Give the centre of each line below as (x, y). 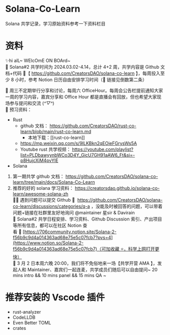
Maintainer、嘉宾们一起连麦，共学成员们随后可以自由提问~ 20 (92, 269)
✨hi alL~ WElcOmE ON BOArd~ (38, 60)
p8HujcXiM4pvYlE (39, 160)
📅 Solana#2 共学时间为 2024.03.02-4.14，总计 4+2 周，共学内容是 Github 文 (85, 67)
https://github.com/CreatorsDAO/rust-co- (93, 126)
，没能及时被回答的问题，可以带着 (127, 206)
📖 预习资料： (19, 109)
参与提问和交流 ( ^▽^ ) (32, 103)
